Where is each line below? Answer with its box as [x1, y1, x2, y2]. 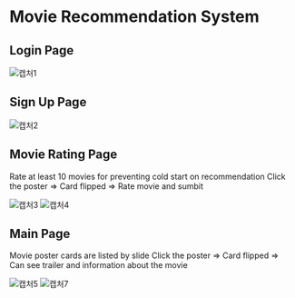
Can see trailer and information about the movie [9, 260, 188, 271]
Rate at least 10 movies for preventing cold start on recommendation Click [9, 171, 286, 182]
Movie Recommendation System [9, 6, 261, 27]
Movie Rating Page [9, 147, 118, 163]
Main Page [9, 226, 71, 242]
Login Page [9, 43, 74, 58]
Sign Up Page [9, 94, 87, 110]
